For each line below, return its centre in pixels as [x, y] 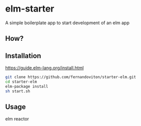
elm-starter [30, 9]
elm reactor [17, 119]
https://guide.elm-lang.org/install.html [45, 68]
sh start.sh [18, 91]
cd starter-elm [21, 82]
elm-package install [27, 86]
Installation [23, 56]
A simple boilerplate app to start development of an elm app [67, 23]
